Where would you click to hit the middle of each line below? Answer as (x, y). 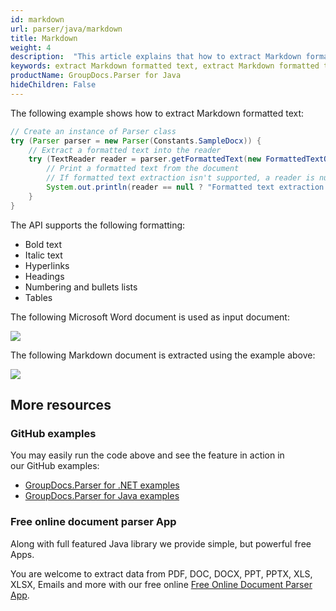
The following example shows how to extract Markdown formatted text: (157, 113)
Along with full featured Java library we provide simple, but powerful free (161, 543)
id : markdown (37, 19)
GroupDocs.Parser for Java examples (102, 496)
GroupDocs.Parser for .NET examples (102, 485)
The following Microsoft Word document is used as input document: (150, 317)
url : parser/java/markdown (66, 29)
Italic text (43, 255)
